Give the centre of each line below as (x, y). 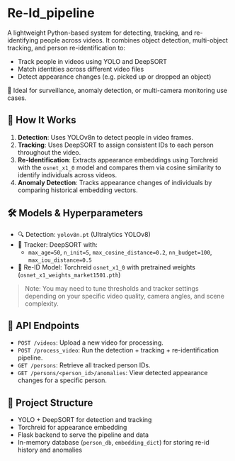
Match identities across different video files (81, 69)
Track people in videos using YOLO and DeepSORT (92, 61)
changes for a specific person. (62, 380)
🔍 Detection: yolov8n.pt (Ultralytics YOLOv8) (84, 234)
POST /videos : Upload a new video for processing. (91, 343)
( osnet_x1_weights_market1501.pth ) (69, 274)
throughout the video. (49, 152)
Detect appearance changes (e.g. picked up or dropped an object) (114, 77)
